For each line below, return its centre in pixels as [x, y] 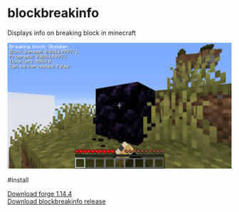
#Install [18, 180]
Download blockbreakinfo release [57, 201]
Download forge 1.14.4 [40, 194]
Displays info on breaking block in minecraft [72, 33]
